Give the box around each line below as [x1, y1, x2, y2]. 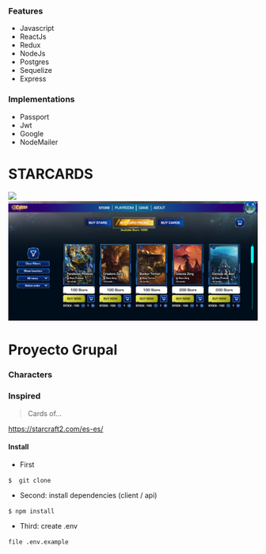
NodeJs [19, 49, 46, 59]
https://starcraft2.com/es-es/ [8, 424, 104, 434]
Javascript [19, 24, 55, 33]
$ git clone [8, 476, 51, 484]
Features [8, 6, 44, 17]
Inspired [8, 391, 41, 402]
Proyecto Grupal [8, 341, 118, 359]
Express [19, 74, 47, 84]
